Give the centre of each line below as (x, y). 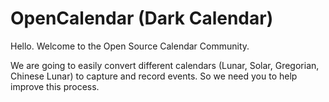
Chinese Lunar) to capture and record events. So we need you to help (154, 76)
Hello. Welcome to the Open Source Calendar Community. (130, 46)
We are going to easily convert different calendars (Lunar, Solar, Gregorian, (165, 65)
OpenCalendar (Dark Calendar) (142, 18)
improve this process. (55, 86)
